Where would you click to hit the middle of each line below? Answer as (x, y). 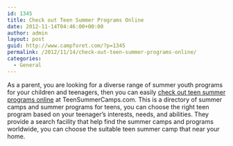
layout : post (26, 39)
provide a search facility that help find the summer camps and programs (110, 121)
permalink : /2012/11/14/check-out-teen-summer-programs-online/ (102, 53)
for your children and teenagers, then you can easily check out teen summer (116, 92)
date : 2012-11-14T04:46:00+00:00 (55, 26)
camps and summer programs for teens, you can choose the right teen (108, 107)
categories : (24, 59)
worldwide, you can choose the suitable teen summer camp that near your (113, 129)
